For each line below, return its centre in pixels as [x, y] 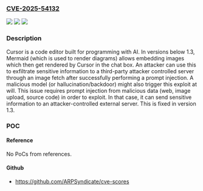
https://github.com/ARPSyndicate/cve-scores [72, 181]
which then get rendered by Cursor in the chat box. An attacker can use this [101, 65]
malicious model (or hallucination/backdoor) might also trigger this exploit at [102, 84]
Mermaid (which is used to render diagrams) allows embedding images [95, 58]
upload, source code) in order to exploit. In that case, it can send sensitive [99, 97]
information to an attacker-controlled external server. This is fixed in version [101, 103]
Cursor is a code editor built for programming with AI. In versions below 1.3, [101, 52]
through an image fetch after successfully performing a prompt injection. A [100, 77]
